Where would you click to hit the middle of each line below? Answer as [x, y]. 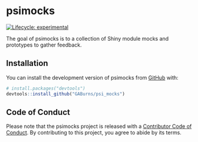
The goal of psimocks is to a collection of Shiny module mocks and [88, 38]
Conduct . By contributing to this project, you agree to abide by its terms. [94, 133]
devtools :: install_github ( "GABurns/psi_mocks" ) [66, 94]
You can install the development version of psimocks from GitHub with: [92, 77]
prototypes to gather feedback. [44, 45]
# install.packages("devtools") [46, 88]
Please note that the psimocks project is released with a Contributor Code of [99, 126]
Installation [27, 63]
